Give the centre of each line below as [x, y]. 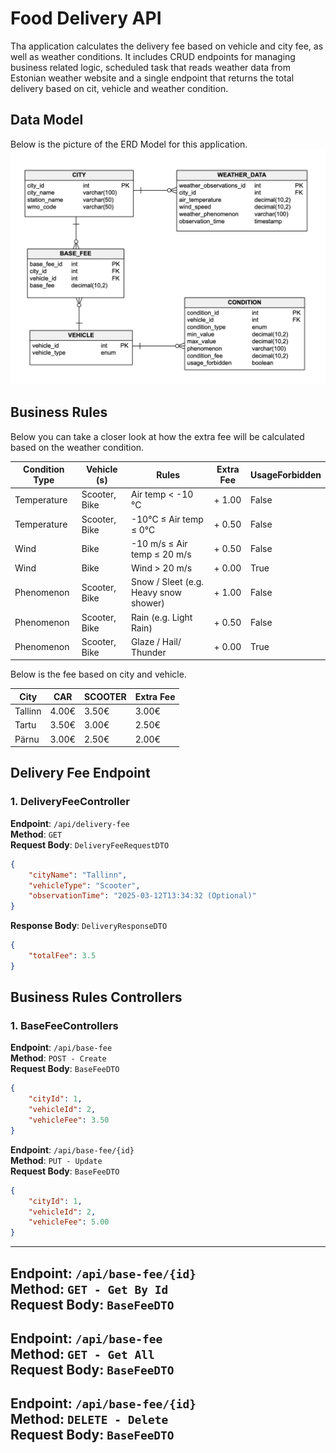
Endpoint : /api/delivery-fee [70, 823]
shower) [147, 603]
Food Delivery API [86, 18]
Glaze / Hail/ [156, 641]
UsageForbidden [285, 474]
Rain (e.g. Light [161, 617]
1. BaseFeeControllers [64, 1026]
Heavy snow [156, 593]
